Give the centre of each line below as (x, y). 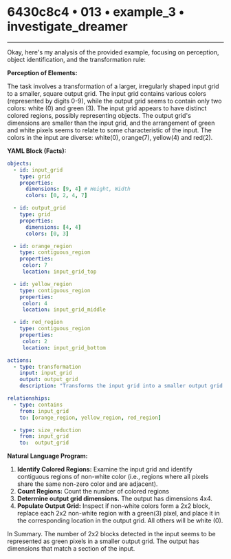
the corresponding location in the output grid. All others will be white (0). (120, 520)
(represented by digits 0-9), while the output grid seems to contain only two (114, 101)
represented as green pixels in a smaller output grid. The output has (103, 541)
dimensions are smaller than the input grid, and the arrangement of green (111, 123)
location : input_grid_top (59, 272)
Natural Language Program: (47, 456)
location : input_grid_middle (64, 310)
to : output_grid (44, 443)
